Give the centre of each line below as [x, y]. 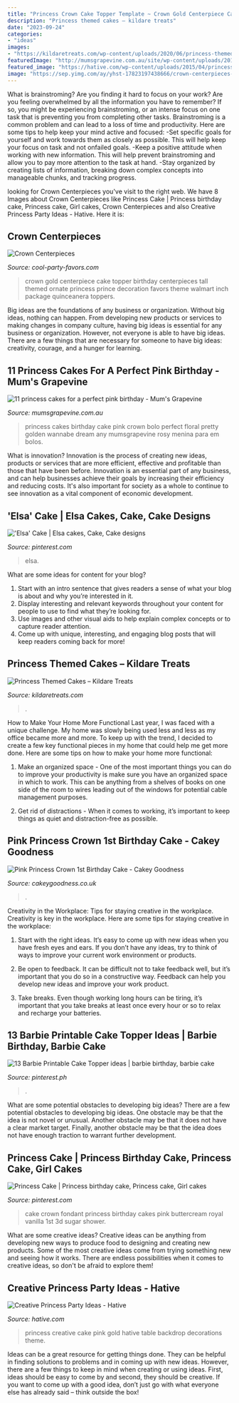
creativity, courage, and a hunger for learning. [75, 348]
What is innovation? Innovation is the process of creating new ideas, [107, 456]
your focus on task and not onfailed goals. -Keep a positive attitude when [115, 147]
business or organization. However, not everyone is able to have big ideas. [116, 333]
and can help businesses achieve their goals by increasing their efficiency [116, 478]
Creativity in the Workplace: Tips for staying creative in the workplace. [111, 911]
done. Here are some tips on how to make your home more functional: [110, 753]
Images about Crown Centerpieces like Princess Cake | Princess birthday [115, 199]
